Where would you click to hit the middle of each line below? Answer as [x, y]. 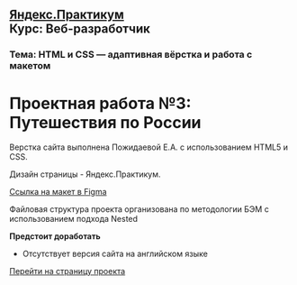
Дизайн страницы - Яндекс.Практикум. [85, 174]
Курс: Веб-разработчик [80, 29]
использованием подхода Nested [73, 219]
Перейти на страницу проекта [67, 271]
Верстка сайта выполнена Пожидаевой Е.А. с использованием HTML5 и [148, 147]
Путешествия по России [105, 122]
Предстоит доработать [55, 236]
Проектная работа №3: [100, 103]
